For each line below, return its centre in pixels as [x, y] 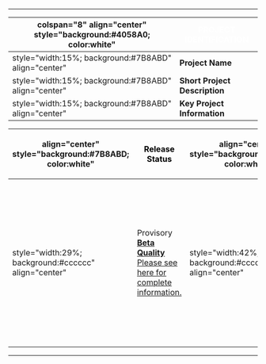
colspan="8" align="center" [92, 25]
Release [160, 149]
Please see [158, 262]
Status [159, 159]
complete [155, 282]
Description [202, 90]
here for [152, 272]
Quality [151, 253]
